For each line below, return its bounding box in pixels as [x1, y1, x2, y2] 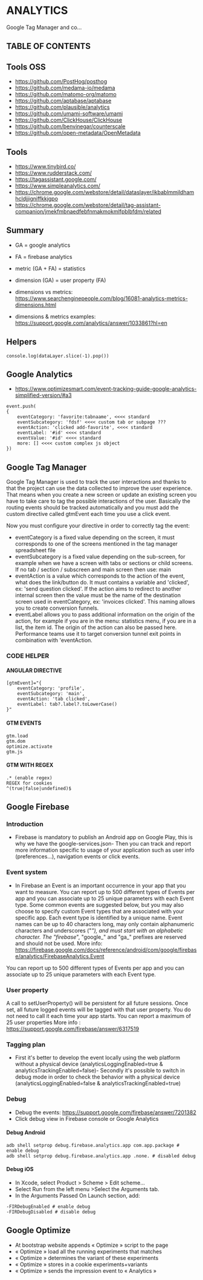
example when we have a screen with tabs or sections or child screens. [14, 560, 193, 567]
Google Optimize [6, 1226, 71, 1236]
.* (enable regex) [6, 775, 53, 781]
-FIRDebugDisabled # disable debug [6, 1209, 96, 1215]
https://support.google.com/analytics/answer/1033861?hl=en [14, 319, 167, 327]
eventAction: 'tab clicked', [17, 696, 91, 702]
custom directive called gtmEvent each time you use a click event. [6, 511, 171, 518]
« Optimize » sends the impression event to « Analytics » [14, 1267, 157, 1274]
